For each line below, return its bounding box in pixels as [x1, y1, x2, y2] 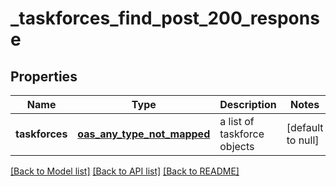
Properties [10, 68, 78, 85]
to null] [286, 133, 320, 147]
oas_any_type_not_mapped [77, 127, 211, 141]
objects [219, 140, 255, 153]
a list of [219, 115, 255, 128]
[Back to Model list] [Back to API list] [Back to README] [10, 165, 240, 177]
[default [286, 121, 324, 134]
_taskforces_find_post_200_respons [10, 7, 320, 30]
